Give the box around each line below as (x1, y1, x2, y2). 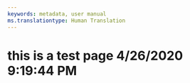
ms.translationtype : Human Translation (7, 17, 126, 24)
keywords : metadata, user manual (7, 10, 107, 18)
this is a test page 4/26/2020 (7, 48, 184, 64)
